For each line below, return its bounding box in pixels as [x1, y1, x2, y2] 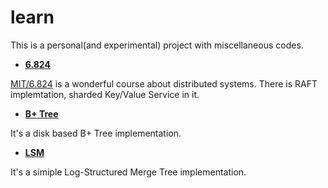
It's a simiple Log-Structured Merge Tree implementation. [10, 166, 247, 178]
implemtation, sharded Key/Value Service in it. [10, 88, 200, 100]
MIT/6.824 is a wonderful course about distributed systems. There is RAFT [10, 77, 318, 90]
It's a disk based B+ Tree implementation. [10, 127, 182, 139]
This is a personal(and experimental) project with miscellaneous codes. [10, 39, 304, 51]
